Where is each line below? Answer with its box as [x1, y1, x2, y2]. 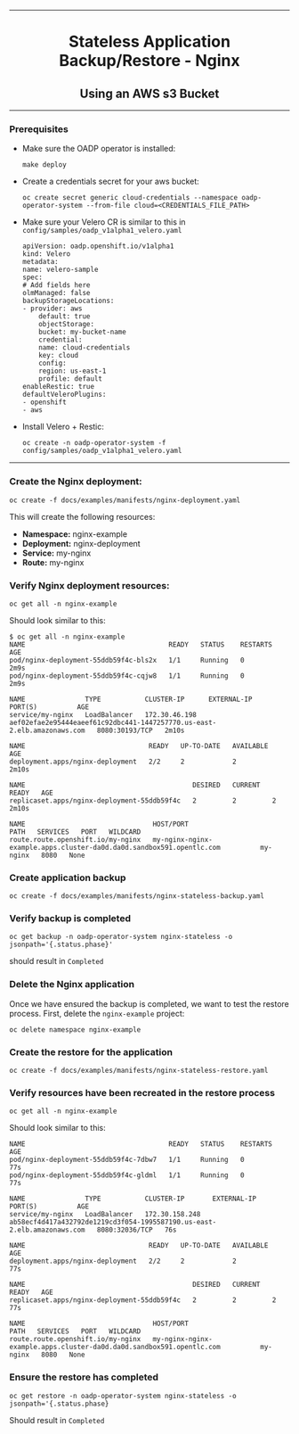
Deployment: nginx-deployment [21, 538, 141, 548]
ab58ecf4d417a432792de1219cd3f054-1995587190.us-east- [9, 1218, 217, 1227]
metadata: [21, 258, 60, 267]
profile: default [38, 375, 102, 383]
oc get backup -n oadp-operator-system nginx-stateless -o [9, 933, 233, 942]
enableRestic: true [21, 383, 95, 391]
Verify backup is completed [9, 912, 132, 925]
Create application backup [9, 871, 126, 884]
